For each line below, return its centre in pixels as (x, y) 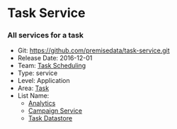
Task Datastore (50, 118)
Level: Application (44, 81)
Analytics (42, 103)
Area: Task (33, 88)
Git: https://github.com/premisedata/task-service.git (93, 50)
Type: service (38, 73)
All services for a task (45, 35)
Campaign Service (55, 111)
